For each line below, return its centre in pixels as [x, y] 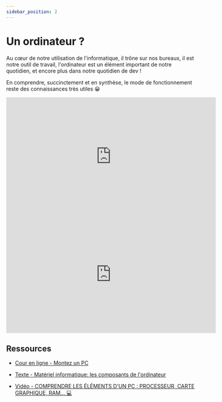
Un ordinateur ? [45, 41]
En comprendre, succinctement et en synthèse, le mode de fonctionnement [99, 82]
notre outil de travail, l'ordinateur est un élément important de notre [89, 64]
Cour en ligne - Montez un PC [51, 363]
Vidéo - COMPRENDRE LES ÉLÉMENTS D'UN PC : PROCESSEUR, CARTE [105, 386]
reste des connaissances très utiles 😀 [53, 89]
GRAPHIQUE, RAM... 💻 [43, 393]
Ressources [29, 348]
